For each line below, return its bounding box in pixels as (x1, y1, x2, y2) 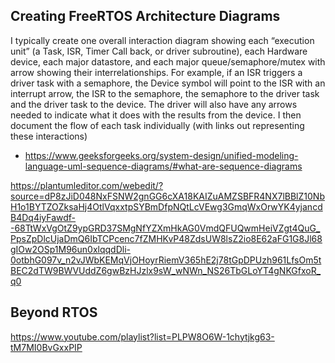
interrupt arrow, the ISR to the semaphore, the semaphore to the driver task (10, 87, 320, 99)
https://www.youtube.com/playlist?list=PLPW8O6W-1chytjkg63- (10, 330, 275, 343)
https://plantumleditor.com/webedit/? (10, 179, 164, 191)
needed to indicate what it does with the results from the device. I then (10, 109, 302, 121)
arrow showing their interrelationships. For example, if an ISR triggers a (10, 66, 303, 78)
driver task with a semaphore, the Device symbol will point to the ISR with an (10, 77, 326, 89)
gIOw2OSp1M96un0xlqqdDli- (10, 243, 131, 255)
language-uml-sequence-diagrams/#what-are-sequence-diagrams (24, 160, 303, 172)
